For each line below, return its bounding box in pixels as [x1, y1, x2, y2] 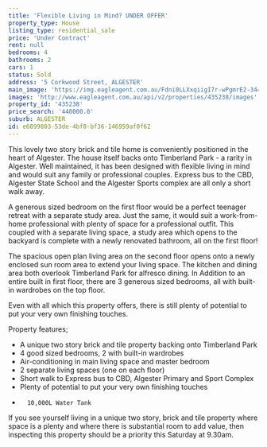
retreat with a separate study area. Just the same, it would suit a [8, 210, 219, 220]
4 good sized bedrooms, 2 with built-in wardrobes [19, 348, 184, 358]
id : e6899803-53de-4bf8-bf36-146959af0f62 [8, 122, 151, 130]
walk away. [8, 186, 45, 196]
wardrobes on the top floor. [15, 285, 106, 294]
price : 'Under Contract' [8, 33, 91, 42]
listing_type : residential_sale [8, 26, 115, 34]
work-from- [219, 210, 258, 220]
